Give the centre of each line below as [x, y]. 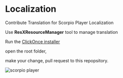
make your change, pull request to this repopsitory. [57, 60]
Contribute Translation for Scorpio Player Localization [60, 23]
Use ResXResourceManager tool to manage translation [61, 32]
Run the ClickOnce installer [33, 41]
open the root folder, [26, 51]
